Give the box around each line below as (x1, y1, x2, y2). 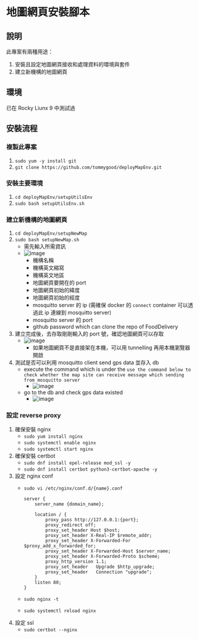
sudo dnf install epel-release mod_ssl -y (23, 460, 131, 466)
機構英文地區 (32, 272, 64, 279)
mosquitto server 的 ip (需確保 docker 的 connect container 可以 (32, 302, 188, 309)
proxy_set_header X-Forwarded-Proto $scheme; (45, 554, 160, 560)
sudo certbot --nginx (23, 627, 77, 633)
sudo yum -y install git (14, 158, 77, 164)
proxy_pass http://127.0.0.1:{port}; (45, 517, 139, 523)
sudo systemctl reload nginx (23, 608, 97, 614)
